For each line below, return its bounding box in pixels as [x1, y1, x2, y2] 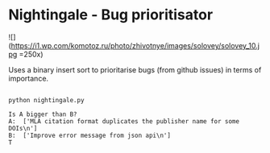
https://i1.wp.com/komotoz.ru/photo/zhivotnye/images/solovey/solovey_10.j [10, 40, 260, 50]
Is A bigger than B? [8, 110, 78, 118]
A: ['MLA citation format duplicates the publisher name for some [8, 117, 240, 126]
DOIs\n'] [8, 124, 38, 132]
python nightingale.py [8, 96, 85, 104]
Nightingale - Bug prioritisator [8, 6, 214, 24]
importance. [8, 73, 49, 83]
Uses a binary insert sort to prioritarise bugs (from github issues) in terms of [8, 64, 262, 74]
